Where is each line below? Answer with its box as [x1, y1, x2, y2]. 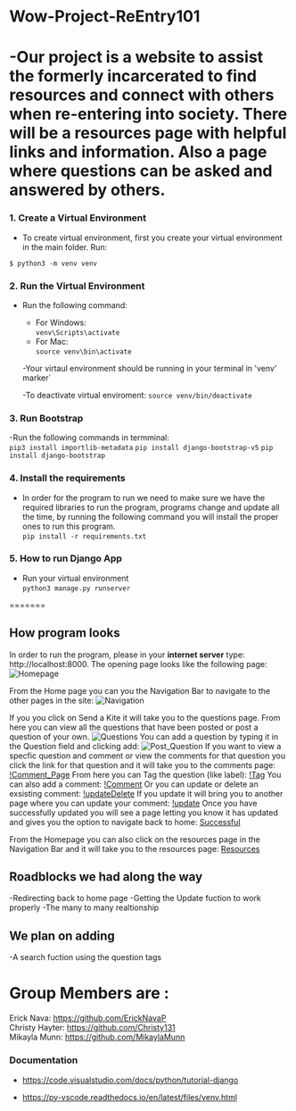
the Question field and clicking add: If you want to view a [9, 740, 282, 751]
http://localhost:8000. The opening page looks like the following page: [9, 658, 267, 669]
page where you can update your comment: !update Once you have [9, 798, 258, 808]
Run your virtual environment [21, 572, 129, 583]
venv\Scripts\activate [35, 328, 120, 337]
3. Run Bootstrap [9, 412, 84, 424]
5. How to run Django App [9, 552, 123, 564]
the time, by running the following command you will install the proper [21, 511, 279, 522]
